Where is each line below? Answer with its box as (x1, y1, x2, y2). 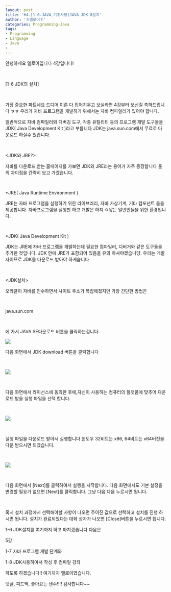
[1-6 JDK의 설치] (5, 81, 39, 87)
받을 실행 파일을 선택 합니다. (14, 395, 71, 401)
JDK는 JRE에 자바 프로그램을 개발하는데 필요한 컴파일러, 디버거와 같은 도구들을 (5, 243, 162, 250)
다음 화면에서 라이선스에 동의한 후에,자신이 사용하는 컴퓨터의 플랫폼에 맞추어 (5, 389, 157, 395)
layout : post (5, 7, 33, 13)
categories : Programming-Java (5, 21, 70, 27)
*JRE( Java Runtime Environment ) (5, 189, 79, 195)
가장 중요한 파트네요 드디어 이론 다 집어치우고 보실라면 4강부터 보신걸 (5, 102, 143, 108)
